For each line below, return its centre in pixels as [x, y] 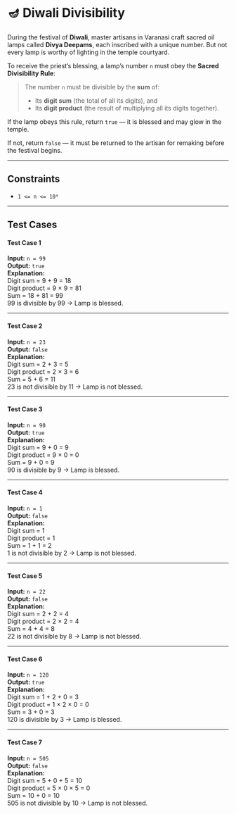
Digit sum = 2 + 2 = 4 [38, 614]
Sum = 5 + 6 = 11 [32, 379]
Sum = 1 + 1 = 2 [29, 545]
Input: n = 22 [26, 591]
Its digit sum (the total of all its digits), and [96, 100]
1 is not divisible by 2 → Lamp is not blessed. [72, 553]
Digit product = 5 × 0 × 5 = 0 [49, 788]
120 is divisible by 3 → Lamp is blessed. [65, 720]
